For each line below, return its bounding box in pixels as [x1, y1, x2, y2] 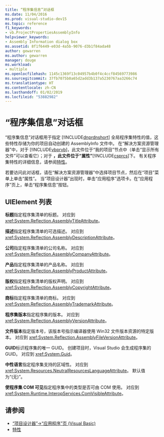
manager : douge [5, 58, 36, 63]
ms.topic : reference [5, 21, 48, 26]
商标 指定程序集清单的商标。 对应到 [5, 295, 75, 301]
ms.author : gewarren [5, 53, 48, 58]
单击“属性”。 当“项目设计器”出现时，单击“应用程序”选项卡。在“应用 [13, 176, 149, 182]
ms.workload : [5, 62, 32, 67]
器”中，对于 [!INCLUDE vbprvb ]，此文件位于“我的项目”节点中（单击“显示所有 [5, 146, 160, 153]
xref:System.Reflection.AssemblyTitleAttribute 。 [5, 218, 103, 223]
